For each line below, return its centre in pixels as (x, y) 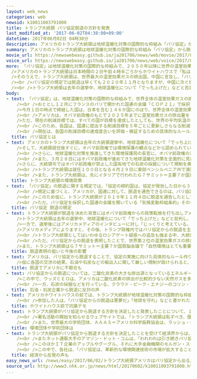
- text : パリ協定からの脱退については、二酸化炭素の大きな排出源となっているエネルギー (99, 273)
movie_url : (19, 55)
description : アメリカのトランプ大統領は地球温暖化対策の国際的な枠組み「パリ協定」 (97, 45)
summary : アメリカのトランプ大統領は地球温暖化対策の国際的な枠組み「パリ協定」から (96, 50)
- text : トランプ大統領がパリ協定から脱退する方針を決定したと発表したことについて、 (97, 312)
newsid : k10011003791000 (36, 22)
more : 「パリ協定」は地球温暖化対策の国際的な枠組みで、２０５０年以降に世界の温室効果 (99, 66)
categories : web (26, 17)
